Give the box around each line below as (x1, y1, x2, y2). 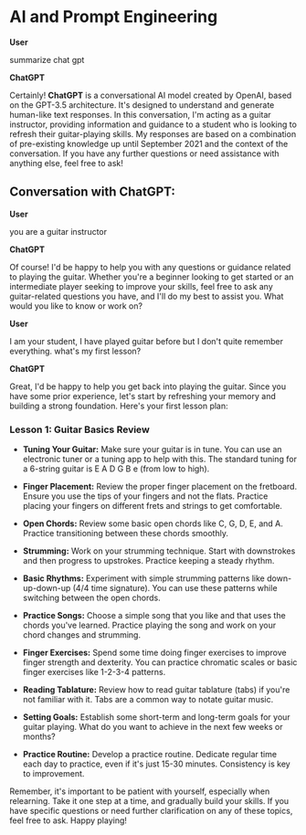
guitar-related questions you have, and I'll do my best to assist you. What (9, 291, 284, 301)
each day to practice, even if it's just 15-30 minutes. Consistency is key (22, 758, 290, 769)
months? (22, 731, 57, 742)
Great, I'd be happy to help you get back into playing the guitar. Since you (9, 381, 286, 392)
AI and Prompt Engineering (9, 6, 218, 27)
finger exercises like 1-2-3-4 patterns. (22, 667, 166, 678)
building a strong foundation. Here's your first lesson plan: (9, 400, 228, 411)
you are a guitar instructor (9, 226, 108, 237)
